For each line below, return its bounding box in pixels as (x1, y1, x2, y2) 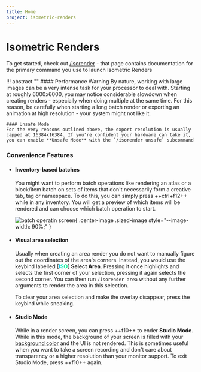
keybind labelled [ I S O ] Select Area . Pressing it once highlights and (14, 262, 179, 270)
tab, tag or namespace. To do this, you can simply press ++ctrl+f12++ (14, 192, 187, 199)
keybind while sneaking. (14, 299, 75, 307)
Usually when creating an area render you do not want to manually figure (14, 250, 195, 257)
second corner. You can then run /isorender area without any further (14, 275, 187, 283)
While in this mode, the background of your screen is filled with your (14, 333, 184, 340)
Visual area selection (14, 236, 69, 244)
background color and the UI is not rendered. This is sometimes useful (14, 340, 189, 347)
